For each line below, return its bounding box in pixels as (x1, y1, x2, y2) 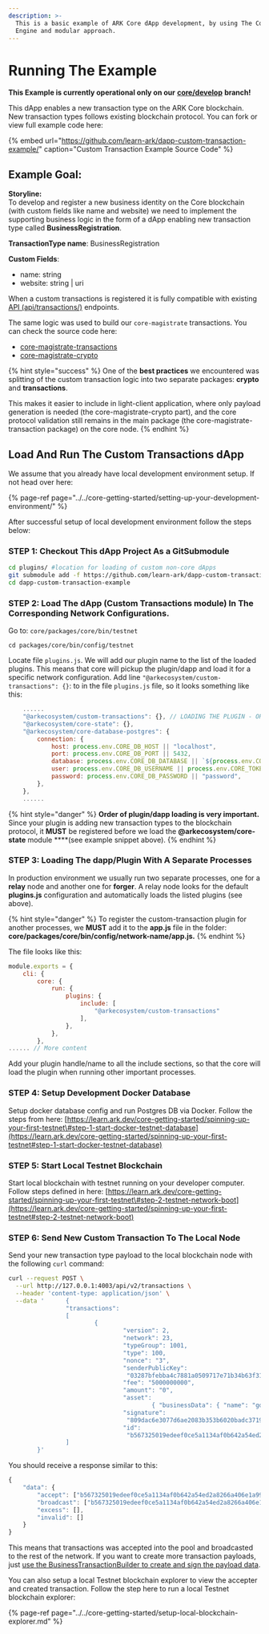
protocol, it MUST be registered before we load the (8, 826, 177, 835)
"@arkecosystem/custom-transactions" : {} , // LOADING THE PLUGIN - (22, 713, 252, 721)
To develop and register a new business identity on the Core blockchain (8, 197, 245, 207)
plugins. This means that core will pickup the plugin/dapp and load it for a (8, 664, 251, 674)
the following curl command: (8, 1259, 104, 1269)
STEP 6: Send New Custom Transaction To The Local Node (8, 1232, 241, 1243)
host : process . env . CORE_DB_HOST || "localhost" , (50, 742, 217, 750)
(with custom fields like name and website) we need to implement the (8, 206, 238, 216)
